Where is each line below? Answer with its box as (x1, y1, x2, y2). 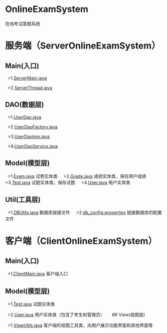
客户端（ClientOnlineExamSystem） (5, 235, 157, 246)
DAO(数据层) (5, 100, 44, 109)
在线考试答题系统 (5, 20, 40, 26)
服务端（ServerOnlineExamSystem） (5, 40, 161, 51)
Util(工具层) (5, 195, 41, 203)
